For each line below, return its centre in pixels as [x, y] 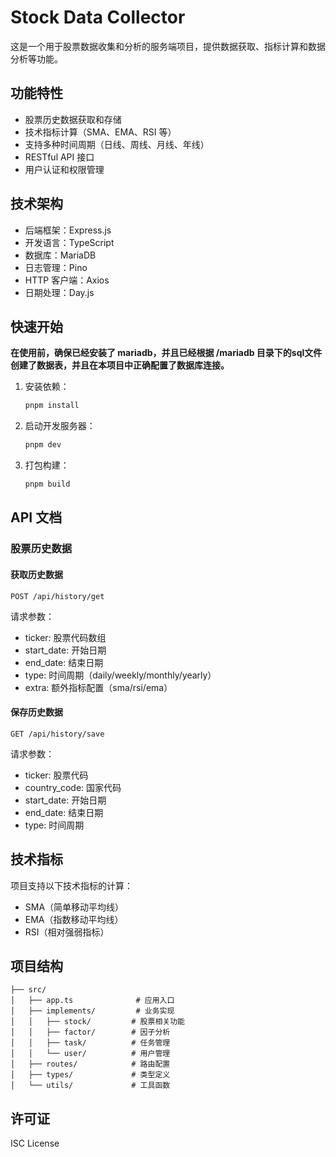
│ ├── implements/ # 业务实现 [92, 1011]
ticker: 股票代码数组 [65, 637]
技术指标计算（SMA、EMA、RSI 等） [100, 132]
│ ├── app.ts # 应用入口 [92, 1001]
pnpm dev [43, 445]
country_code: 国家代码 [73, 787]
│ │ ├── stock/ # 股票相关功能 [97, 1022]
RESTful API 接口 [59, 157]
